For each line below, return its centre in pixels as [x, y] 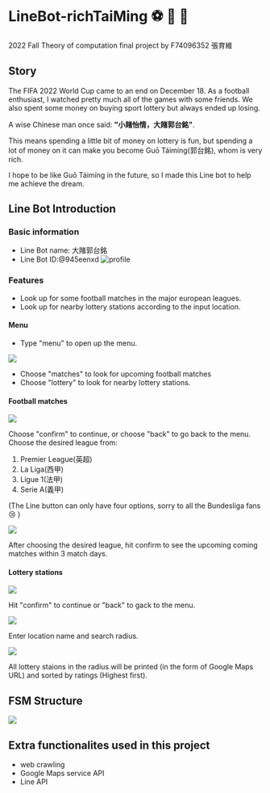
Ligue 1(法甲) [41, 480]
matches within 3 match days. [58, 554]
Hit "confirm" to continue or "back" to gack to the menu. [102, 605]
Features [26, 280]
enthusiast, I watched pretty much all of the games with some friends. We [131, 99]
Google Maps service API [62, 773]
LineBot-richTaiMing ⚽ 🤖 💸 [99, 17]
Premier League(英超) [56, 459]
